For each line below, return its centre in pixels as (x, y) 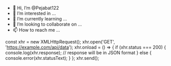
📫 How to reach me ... (36, 30)
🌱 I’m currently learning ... (40, 19)
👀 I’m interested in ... (34, 13)
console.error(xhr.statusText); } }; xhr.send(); (52, 58)
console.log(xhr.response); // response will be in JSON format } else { (78, 53)
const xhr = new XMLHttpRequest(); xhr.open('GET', (60, 42)
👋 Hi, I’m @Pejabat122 (36, 8)
